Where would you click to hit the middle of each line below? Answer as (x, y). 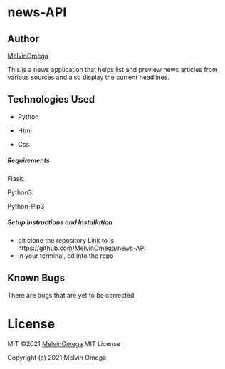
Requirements (28, 160)
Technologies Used (51, 99)
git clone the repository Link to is (66, 240)
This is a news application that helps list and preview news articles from (113, 69)
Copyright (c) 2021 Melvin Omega (57, 358)
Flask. (16, 178)
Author (23, 39)
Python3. (21, 192)
